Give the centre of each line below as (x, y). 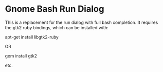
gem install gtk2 (21, 56)
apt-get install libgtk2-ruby (32, 37)
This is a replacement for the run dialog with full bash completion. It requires (81, 22)
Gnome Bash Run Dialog (55, 9)
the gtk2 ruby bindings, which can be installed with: (57, 27)
